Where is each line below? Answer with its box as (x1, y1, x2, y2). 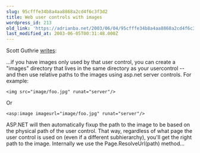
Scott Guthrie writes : (6, 47, 57, 54)
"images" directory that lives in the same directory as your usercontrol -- (6, 65, 185, 72)
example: (6, 78, 29, 85)
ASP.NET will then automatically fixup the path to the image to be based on (6, 121, 190, 128)
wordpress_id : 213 (6, 20, 52, 26)
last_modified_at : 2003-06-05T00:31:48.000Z (6, 31, 118, 37)
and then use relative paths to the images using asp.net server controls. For (6, 71, 192, 78)
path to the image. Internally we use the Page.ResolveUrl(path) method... (6, 140, 185, 147)
